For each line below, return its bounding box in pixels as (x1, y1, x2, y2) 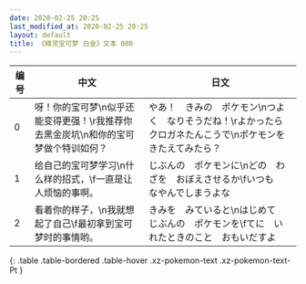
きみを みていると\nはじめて (148, 204, 276, 216)
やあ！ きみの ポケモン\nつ (148, 101, 276, 114)
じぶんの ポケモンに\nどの (148, 159, 267, 172)
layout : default (9, 30, 71, 39)
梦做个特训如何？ (34, 142, 107, 155)
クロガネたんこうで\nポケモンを (148, 129, 285, 142)
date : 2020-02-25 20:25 (9, 13, 100, 23)
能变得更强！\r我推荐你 (34, 115, 133, 128)
